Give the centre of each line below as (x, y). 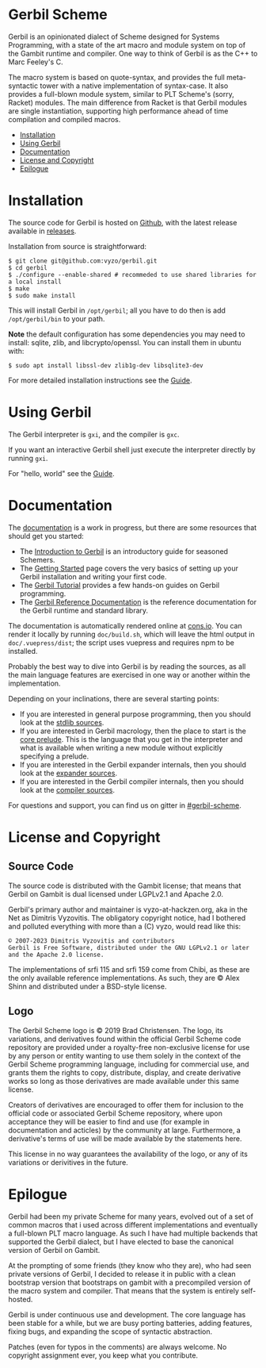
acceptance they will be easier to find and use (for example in (109, 1121)
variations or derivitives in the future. (68, 1162)
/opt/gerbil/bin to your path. (57, 318)
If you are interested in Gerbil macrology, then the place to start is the (133, 731)
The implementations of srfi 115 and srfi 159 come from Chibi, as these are (129, 969)
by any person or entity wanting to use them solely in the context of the (125, 1055)
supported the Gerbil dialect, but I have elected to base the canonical (121, 1241)
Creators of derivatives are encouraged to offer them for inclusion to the (126, 1105)
